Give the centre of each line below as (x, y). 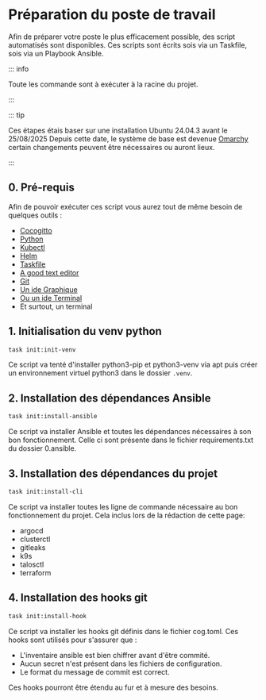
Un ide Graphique (48, 289)
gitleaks (33, 547)
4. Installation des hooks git (78, 598)
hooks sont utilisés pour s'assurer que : (73, 640)
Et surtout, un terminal (56, 306)
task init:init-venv (42, 350)
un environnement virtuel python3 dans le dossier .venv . (100, 373)
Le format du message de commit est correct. (94, 671)
